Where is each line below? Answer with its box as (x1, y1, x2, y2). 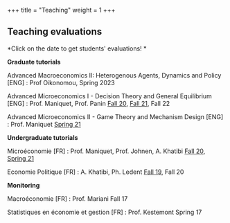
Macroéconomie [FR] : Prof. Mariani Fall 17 (7, 194, 128, 203)
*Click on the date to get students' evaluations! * (7, 44, 147, 53)
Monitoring (7, 181, 40, 189)
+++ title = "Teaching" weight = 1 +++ (7, 6, 116, 14)
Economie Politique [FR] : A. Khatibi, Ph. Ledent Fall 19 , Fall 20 (7, 168, 184, 176)
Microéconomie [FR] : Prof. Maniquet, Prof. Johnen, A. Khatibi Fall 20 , (7, 147, 206, 155)
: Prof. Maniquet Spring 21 (7, 120, 81, 128)
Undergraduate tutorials (7, 133, 78, 141)
